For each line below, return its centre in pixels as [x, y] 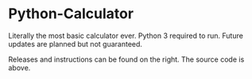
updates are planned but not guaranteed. [76, 43]
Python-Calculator [71, 14]
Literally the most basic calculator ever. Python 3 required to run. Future [126, 36]
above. [19, 67]
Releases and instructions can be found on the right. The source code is [126, 59]
